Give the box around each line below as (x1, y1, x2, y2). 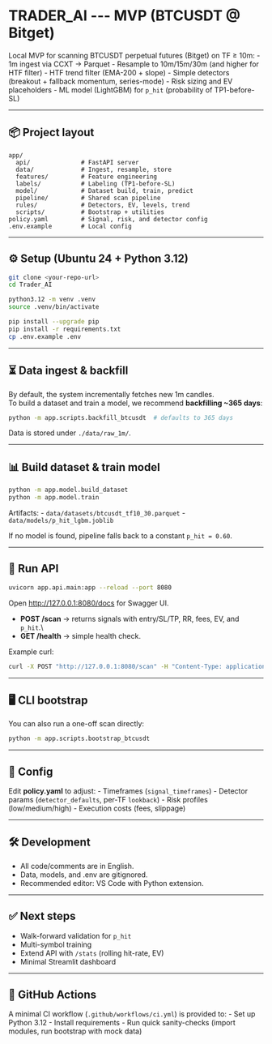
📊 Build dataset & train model (8, 460, 160, 474)
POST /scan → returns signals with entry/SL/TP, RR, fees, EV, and (19, 614, 240, 623)
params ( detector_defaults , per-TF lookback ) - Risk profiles (8, 795, 208, 804)
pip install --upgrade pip (8, 318, 100, 326)
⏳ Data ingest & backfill (8, 364, 129, 378)
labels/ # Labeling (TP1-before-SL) (15, 179, 176, 188)
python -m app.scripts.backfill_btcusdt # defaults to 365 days (8, 413, 233, 421)
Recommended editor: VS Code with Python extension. (19, 878, 204, 888)
